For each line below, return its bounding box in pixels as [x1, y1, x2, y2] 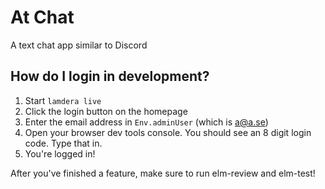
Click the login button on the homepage [24, 105, 188, 117]
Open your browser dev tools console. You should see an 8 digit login [24, 126, 312, 138]
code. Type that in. [24, 137, 103, 149]
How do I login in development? [10, 68, 210, 85]
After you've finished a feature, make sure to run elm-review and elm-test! [10, 167, 316, 179]
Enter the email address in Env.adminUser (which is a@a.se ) [24, 116, 269, 128]
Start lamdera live [24, 94, 102, 106]
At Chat [10, 6, 75, 29]
